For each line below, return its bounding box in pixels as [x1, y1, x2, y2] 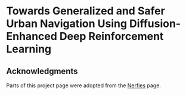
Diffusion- [129, 17, 181, 30]
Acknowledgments [6, 66, 79, 76]
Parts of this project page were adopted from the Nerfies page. [6, 82, 161, 89]
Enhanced [6, 30, 58, 43]
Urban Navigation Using [6, 17, 127, 30]
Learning [6, 42, 52, 56]
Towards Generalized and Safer [6, 4, 165, 18]
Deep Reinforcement [59, 30, 164, 43]
